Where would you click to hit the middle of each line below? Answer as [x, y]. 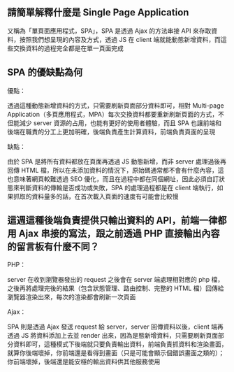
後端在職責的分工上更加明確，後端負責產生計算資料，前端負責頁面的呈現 [111, 131]
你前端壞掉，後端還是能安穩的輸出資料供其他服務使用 [84, 362]
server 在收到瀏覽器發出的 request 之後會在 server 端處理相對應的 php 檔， [116, 280]
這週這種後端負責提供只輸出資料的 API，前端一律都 [117, 221]
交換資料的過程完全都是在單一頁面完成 [68, 48]
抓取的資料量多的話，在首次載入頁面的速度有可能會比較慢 [96, 196]
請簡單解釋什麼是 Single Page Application [98, 13]
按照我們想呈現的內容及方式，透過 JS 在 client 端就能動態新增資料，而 [120, 39]
